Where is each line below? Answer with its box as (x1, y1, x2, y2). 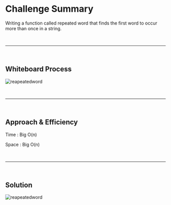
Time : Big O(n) (5, 131, 37, 138)
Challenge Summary (5, 3, 94, 15)
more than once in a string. (5, 25, 62, 31)
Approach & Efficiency (5, 118, 78, 127)
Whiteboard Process (5, 65, 72, 74)
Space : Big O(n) (5, 141, 40, 147)
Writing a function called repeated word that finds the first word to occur (5, 20, 158, 26)
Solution (5, 180, 33, 189)
